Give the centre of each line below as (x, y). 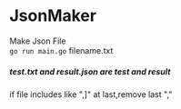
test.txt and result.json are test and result (90, 71)
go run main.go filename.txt (61, 50)
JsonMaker (53, 16)
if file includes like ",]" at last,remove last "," (91, 94)
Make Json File (38, 41)
